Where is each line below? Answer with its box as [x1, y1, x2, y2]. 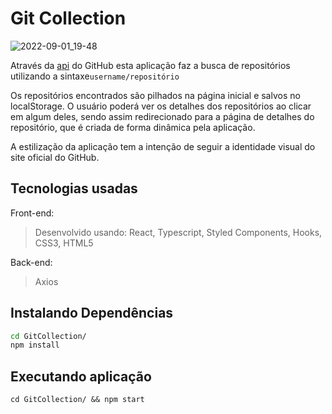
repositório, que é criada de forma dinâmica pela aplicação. [10, 121, 256, 133]
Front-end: [10, 207, 55, 219]
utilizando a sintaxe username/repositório [10, 70, 180, 82]
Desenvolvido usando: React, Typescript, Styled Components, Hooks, [34, 226, 323, 238]
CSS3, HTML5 [34, 237, 94, 249]
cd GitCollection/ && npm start [10, 395, 145, 405]
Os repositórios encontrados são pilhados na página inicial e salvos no [10, 89, 301, 101]
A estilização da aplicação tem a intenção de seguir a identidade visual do [10, 140, 316, 152]
